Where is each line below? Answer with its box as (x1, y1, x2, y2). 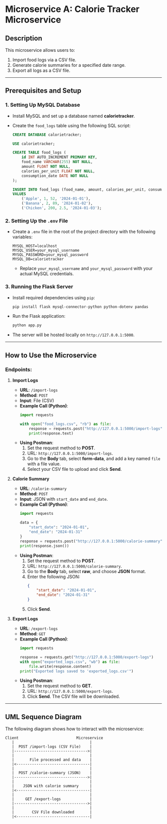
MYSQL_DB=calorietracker (12, 257, 64, 262)
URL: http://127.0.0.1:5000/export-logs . (27, 688, 113, 694)
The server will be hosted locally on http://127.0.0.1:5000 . (12, 332, 135, 338)
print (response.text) (29, 430, 74, 436)
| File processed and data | (11, 757, 92, 763)
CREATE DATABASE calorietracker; (12, 132, 82, 137)
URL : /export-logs (19, 625, 58, 631)
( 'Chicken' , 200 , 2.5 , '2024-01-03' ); (21, 206, 102, 210)
